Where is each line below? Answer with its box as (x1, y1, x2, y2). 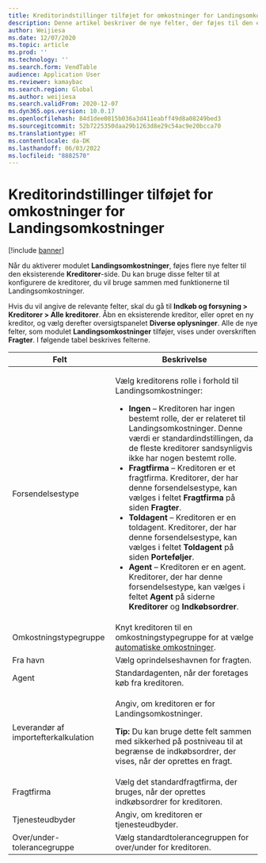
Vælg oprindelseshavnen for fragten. (115, 655, 252, 666)
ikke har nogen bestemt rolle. (128, 453, 237, 464)
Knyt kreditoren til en (115, 622, 193, 633)
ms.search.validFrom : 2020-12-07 (8, 100, 119, 108)
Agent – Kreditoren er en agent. (128, 562, 246, 573)
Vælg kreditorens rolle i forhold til (115, 376, 239, 387)
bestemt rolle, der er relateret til (128, 413, 245, 424)
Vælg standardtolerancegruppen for (115, 832, 249, 843)
